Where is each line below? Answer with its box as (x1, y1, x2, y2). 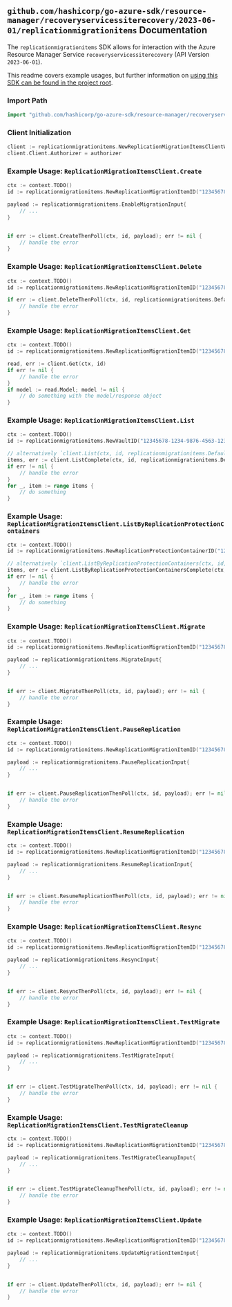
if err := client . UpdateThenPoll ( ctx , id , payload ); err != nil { (7, 1281, 202, 1288)
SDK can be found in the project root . (7, 78, 113, 87)
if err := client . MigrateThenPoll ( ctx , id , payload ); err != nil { (7, 687, 206, 694)
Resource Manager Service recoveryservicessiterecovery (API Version (7, 50, 210, 58)
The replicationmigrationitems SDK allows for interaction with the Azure (7, 42, 216, 51)
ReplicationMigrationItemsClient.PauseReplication (7, 726, 181, 734)
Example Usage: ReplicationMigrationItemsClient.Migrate (7, 622, 206, 631)
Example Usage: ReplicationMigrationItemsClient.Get (7, 326, 191, 335)
